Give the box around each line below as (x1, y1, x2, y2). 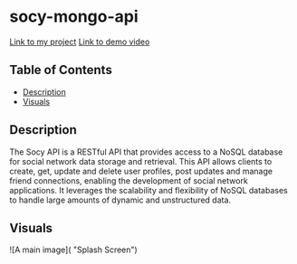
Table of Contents (9, 62, 113, 78)
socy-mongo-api (9, 6, 139, 27)
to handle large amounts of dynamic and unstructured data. (9, 194, 232, 205)
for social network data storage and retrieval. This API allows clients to (9, 156, 273, 166)
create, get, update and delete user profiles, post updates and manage (9, 165, 273, 176)
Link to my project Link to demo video (9, 36, 150, 47)
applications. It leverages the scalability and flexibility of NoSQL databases (9, 184, 288, 195)
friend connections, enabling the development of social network (9, 174, 249, 186)
